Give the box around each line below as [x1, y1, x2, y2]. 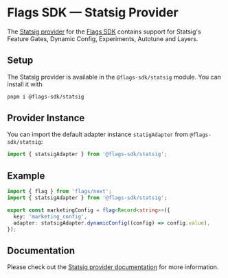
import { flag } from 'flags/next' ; [7, 188, 112, 195]
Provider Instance [7, 112, 85, 124]
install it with [7, 80, 43, 88]
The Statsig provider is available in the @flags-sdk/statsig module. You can [7, 73, 222, 81]
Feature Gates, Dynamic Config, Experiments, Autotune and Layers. [7, 34, 198, 42]
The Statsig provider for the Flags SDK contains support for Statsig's [7, 27, 201, 36]
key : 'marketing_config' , [13, 213, 88, 220]
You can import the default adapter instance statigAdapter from [7, 130, 189, 138]
